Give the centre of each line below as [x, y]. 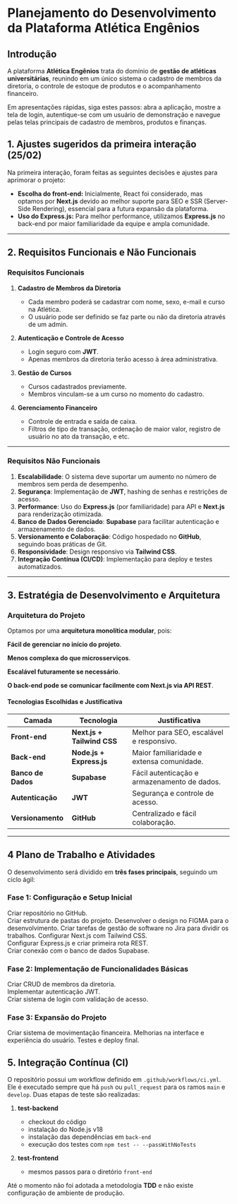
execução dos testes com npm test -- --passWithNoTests [112, 1145]
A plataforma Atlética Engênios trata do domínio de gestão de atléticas [112, 71]
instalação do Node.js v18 [66, 1130]
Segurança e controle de [173, 793]
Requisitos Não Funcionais [54, 461]
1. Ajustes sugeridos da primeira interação [102, 144]
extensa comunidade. [168, 761]
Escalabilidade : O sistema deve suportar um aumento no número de [117, 476]
